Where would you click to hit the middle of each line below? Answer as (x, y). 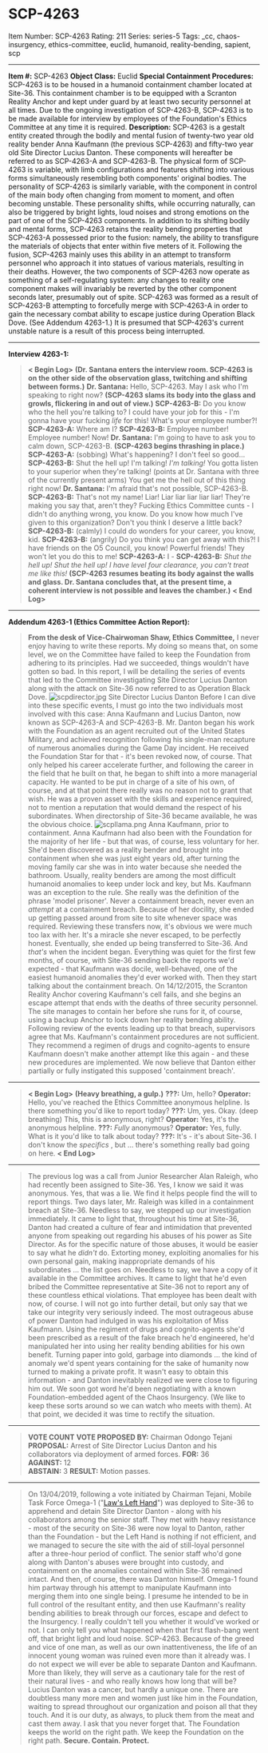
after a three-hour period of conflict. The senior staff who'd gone (134, 1553)
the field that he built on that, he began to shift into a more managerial (142, 773)
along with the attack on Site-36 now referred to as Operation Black (139, 688)
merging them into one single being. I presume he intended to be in (138, 1595)
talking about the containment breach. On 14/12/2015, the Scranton (138, 985)
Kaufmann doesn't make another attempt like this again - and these (138, 1053)
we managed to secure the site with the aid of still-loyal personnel (136, 1545)
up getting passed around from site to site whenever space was (132, 917)
